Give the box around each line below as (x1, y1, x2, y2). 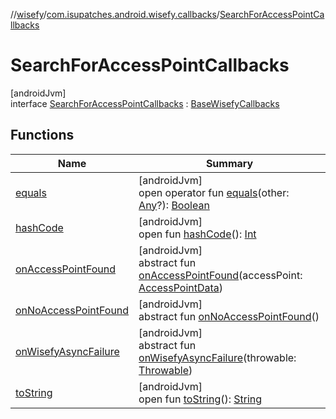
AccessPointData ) (138, 280, 224, 294)
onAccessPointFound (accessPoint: (138, 268, 303, 282)
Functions (10, 127, 75, 144)
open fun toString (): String (138, 392, 263, 406)
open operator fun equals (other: (138, 185, 290, 199)
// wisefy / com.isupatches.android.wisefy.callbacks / (10, 9, 220, 20)
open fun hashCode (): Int (138, 227, 257, 241)
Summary (205, 156, 254, 170)
